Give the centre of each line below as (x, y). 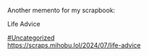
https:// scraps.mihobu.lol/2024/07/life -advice (74, 45)
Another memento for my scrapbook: (61, 10)
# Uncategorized (31, 38)
